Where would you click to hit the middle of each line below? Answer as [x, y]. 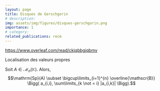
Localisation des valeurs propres [38, 60]
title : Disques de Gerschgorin [37, 14]
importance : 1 [19, 28]
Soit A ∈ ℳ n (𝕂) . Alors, [28, 70]
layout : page [18, 9]
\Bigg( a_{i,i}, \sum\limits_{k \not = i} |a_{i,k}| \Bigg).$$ [81, 83]
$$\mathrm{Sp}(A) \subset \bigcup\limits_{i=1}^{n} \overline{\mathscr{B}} [81, 78]
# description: [20, 18]
